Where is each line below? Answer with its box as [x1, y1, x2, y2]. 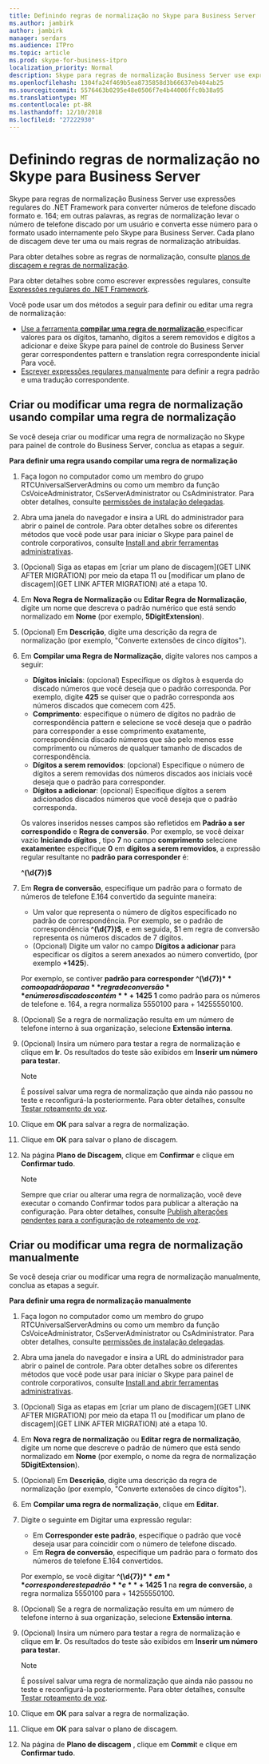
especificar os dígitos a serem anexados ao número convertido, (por [32, 949, 258, 959]
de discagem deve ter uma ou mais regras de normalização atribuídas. [9, 236, 241, 246]
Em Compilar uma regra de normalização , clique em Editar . [20, 1500, 219, 1509]
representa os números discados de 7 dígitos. [32, 932, 184, 942]
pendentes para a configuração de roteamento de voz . [20, 1215, 201, 1225]
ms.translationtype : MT [9, 94, 89, 102]
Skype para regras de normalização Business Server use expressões [9, 194, 236, 203]
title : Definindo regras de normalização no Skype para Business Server [9, 11, 256, 20]
